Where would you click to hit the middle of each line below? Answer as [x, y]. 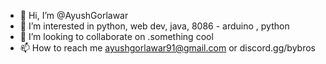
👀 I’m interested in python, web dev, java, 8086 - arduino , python [154, 26]
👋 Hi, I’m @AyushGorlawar [74, 15]
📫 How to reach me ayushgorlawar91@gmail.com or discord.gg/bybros [167, 48]
